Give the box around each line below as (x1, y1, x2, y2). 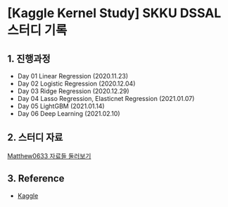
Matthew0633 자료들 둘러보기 (7, 151, 91, 160)
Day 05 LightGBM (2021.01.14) (17, 102, 105, 110)
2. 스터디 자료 (7, 131, 63, 143)
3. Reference (7, 172, 65, 184)
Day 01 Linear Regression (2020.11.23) (17, 72, 129, 80)
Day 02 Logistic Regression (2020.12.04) (17, 79, 136, 88)
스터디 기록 (7, 23, 68, 39)
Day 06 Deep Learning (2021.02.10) (17, 110, 120, 117)
